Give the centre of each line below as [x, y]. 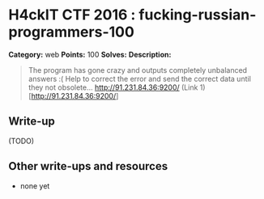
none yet [35, 186]
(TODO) [21, 141]
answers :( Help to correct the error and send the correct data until [139, 78]
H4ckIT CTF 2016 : [72, 15]
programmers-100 [72, 32]
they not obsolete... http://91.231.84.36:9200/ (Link [113, 87]
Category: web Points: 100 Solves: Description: [90, 54]
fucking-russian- [198, 15]
